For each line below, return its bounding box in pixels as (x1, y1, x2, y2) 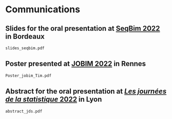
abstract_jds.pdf (5, 109, 43, 114)
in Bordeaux (5, 32, 45, 41)
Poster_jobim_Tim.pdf (5, 73, 52, 78)
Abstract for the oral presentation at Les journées (5, 87, 167, 96)
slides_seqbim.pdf (5, 46, 45, 51)
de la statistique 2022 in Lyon (5, 95, 102, 104)
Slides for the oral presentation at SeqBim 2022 (5, 24, 160, 33)
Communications (5, 4, 81, 15)
